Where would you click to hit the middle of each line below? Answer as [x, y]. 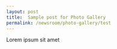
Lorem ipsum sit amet [33, 40]
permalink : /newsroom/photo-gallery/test [59, 23]
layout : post [22, 12]
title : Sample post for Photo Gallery [56, 17]
